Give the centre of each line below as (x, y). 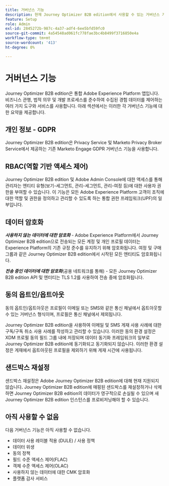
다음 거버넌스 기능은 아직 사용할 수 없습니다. (48, 430)
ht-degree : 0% (20, 47)
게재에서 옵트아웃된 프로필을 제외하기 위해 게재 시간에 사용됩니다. (78, 350)
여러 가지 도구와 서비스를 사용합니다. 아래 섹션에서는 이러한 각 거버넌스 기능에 (81, 106)
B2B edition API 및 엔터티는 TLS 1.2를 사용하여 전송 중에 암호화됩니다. (75, 277)
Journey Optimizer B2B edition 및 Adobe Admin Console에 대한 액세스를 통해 (84, 179)
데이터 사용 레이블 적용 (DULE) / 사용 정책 (53, 441)
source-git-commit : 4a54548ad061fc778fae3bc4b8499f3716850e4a (72, 33)
